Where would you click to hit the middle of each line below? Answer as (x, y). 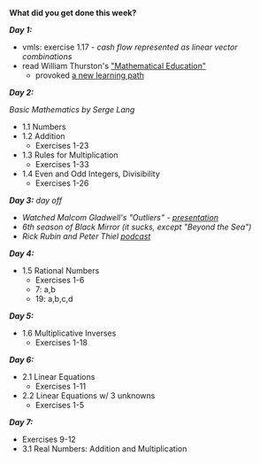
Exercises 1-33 (62, 164)
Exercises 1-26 (62, 183)
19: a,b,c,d (54, 299)
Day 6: (22, 359)
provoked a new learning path (89, 75)
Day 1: (21, 30)
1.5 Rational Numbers (61, 270)
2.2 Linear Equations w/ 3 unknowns (88, 396)
